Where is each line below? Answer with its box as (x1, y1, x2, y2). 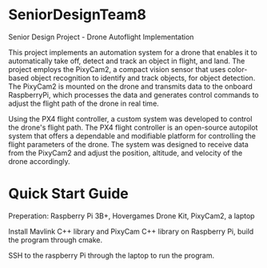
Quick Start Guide (8, 185, 130, 203)
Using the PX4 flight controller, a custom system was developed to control (8, 114, 253, 123)
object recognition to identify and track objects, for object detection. (30, 73, 256, 82)
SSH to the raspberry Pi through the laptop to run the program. (8, 250, 214, 260)
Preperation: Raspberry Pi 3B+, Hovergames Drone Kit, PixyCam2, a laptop (8, 210, 255, 221)
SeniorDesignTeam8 (8, 6, 146, 24)
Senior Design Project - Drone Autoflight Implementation (8, 32, 194, 42)
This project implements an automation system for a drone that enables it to (8, 47, 257, 57)
